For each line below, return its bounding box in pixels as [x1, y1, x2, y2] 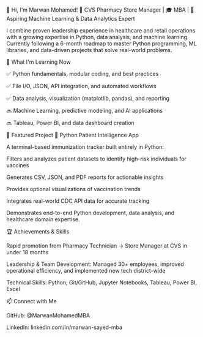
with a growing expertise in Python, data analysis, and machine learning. [6, 34, 189, 40]
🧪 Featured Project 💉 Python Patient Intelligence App [6, 132, 139, 138]
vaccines [6, 162, 29, 168]
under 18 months [6, 249, 49, 256]
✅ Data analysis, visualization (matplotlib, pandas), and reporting [6, 95, 170, 102]
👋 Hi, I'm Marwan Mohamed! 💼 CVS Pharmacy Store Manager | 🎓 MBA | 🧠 [6, 6, 194, 13]
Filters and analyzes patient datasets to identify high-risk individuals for [6, 155, 186, 162]
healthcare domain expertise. [6, 216, 80, 223]
